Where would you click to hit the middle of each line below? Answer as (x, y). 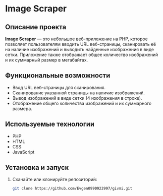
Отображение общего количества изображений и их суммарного (82, 103)
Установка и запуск (37, 167)
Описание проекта (36, 27)
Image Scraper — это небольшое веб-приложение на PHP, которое (76, 39)
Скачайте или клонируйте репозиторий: (55, 180)
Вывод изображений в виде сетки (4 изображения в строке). (77, 98)
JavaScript (23, 152)
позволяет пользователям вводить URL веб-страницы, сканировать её (81, 44)
